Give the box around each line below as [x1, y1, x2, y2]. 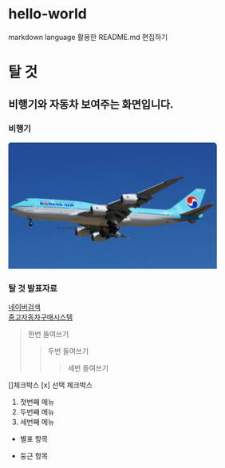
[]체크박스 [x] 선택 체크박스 [8, 380, 93, 390]
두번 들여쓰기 [47, 347, 89, 356]
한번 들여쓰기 [27, 329, 69, 339]
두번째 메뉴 [19, 407, 55, 417]
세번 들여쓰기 [67, 363, 109, 373]
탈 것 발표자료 [8, 283, 58, 294]
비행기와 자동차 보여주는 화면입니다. [8, 97, 174, 111]
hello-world [8, 5, 88, 23]
